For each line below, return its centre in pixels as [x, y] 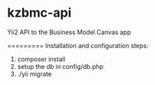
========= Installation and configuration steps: [78, 45]
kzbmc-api [39, 13]
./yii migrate [35, 74]
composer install [41, 59]
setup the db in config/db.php [60, 66]
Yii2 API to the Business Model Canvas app [69, 32]
